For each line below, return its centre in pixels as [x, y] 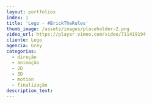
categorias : [21, 51]
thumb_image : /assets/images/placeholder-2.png [68, 29]
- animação [26, 62]
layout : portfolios [31, 12]
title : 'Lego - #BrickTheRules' [47, 23]
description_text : [30, 91]
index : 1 [17, 18]
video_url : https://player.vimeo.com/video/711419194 [76, 35]
